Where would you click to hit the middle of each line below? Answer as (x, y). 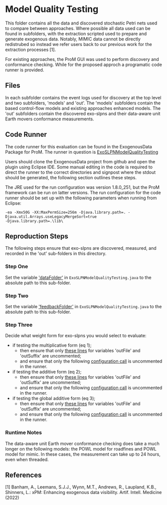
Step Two (17, 296)
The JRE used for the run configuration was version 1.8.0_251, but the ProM (82, 187)
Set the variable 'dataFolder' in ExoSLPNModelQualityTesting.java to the (78, 277)
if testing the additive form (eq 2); (47, 372)
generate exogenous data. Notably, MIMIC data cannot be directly (73, 39)
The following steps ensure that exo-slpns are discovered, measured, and (81, 248)
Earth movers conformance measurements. (50, 119)
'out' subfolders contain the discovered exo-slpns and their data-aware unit (83, 113)
